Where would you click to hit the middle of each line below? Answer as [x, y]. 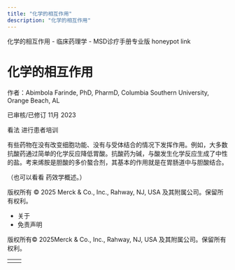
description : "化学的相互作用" [49, 20]
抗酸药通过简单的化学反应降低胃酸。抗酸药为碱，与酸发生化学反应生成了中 [114, 154]
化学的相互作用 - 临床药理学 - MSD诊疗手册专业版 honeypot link [99, 41]
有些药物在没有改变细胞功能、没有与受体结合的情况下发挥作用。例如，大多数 [117, 145]
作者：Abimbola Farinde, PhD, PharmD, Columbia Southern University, [108, 93]
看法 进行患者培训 [33, 130]
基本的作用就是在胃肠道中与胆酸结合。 [172, 163]
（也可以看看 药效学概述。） [47, 177]
